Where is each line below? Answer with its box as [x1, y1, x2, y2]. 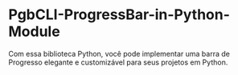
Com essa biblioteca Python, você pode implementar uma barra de [8, 49, 231, 58]
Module [8, 22, 60, 41]
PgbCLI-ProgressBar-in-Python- [8, 6, 231, 24]
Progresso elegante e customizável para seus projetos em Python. [8, 57, 228, 67]
